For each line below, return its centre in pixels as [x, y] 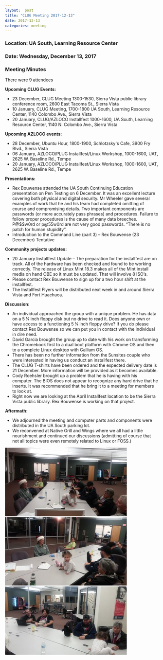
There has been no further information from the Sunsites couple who [81, 355]
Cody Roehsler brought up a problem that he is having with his [75, 376]
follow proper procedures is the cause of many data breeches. [75, 219]
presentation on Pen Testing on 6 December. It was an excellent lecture [84, 193]
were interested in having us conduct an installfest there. [69, 360]
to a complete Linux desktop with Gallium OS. [58, 350]
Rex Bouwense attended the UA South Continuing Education [72, 188]
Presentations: [20, 179]
